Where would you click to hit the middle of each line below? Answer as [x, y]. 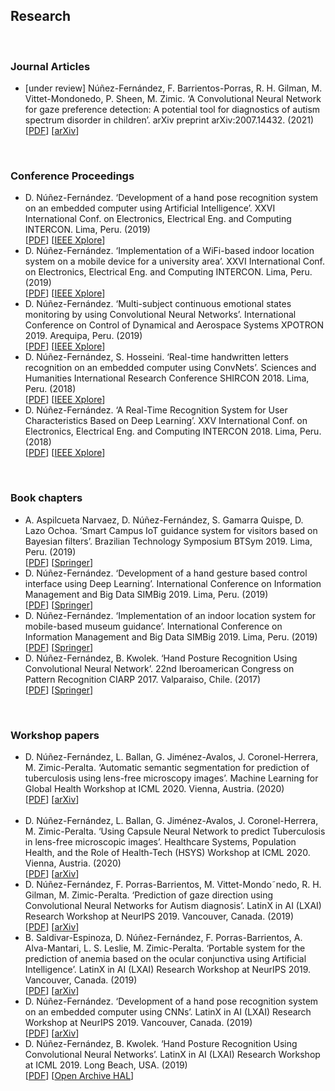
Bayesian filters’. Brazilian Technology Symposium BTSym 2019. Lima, [168, 541]
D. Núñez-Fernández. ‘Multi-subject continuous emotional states [158, 304]
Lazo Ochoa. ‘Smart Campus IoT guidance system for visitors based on [171, 530]
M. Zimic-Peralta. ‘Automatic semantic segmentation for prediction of [167, 767]
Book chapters [46, 498]
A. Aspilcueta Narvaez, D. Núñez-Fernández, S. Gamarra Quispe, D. [164, 520]
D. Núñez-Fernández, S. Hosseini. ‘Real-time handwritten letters [157, 357]
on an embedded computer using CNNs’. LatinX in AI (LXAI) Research [168, 1012]
